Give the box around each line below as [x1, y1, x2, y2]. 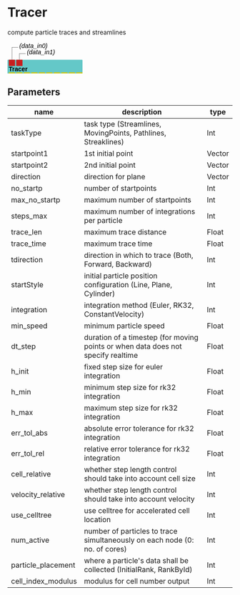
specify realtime [84, 351, 138, 361]
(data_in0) [19, 41, 48, 50]
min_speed [11, 321, 48, 331]
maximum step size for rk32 [84, 403, 179, 413]
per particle [84, 216, 123, 226]
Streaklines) [84, 137, 125, 147]
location [84, 515, 111, 525]
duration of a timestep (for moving [84, 333, 199, 343]
